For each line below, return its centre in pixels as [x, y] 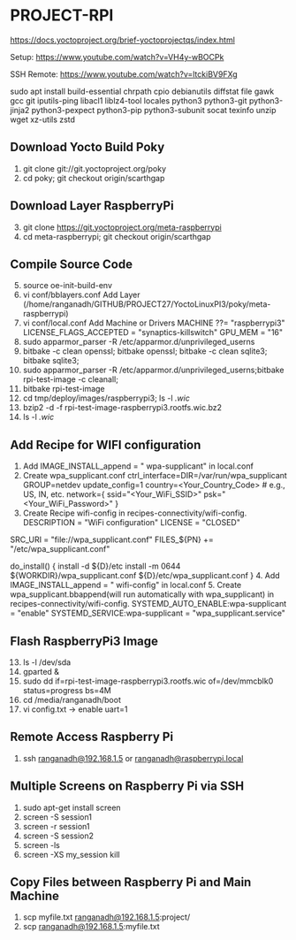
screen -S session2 [58, 836]
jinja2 [20, 110]
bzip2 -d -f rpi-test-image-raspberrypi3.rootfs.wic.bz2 [122, 408]
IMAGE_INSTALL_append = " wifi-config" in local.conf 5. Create [126, 585]
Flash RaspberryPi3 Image [84, 641]
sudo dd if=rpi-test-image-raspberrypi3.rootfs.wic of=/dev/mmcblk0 [148, 681]
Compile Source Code [72, 264]
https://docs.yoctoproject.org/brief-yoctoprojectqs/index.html [122, 40]
